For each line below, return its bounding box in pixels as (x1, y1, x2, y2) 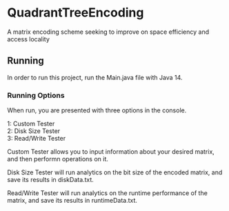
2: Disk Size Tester (7, 127, 61, 135)
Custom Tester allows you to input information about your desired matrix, (7, 148, 215, 156)
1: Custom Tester (7, 119, 55, 128)
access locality (7, 34, 50, 43)
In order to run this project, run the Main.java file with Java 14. (7, 73, 183, 81)
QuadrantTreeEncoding (7, 5, 144, 21)
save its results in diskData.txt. (7, 176, 94, 184)
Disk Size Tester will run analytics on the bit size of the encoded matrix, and (7, 168, 223, 177)
